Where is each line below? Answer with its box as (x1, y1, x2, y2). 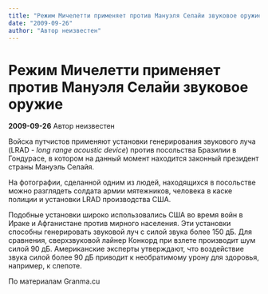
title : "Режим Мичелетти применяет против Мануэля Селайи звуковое (8, 11, 238, 20)
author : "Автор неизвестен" (8, 26, 102, 34)
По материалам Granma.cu (8, 276, 100, 286)
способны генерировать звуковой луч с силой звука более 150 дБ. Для (8, 227, 253, 236)
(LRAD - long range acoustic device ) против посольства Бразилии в (8, 145, 237, 155)
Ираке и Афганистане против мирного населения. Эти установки (8, 219, 231, 228)
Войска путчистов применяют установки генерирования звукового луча (8, 137, 257, 146)
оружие (8, 95, 64, 113)
